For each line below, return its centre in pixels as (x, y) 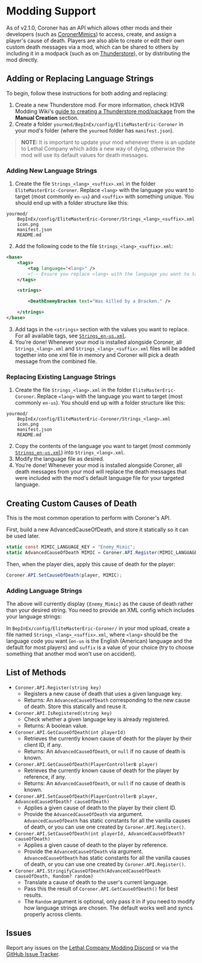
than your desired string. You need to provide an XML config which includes (100, 610)
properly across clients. (53, 914)
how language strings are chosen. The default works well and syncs (108, 908)
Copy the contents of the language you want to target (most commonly (103, 446)
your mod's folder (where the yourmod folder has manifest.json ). (94, 130)
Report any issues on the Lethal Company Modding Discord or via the (92, 947)
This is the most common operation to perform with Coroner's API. (89, 518)
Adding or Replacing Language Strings (80, 79)
